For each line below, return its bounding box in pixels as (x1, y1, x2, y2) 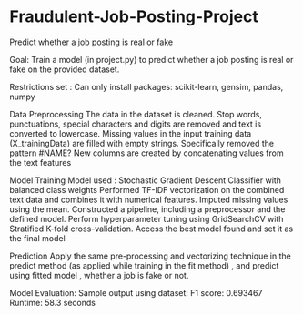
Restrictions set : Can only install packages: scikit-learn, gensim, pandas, (9, 81, 284, 92)
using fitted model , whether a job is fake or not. (9, 269, 189, 280)
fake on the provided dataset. (9, 64, 120, 75)
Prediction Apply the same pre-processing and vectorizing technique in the (9, 250, 291, 261)
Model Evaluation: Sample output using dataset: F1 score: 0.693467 (9, 287, 263, 298)
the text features (9, 157, 72, 168)
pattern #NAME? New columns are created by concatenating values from (9, 147, 284, 158)
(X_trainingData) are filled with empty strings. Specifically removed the (9, 137, 275, 148)
